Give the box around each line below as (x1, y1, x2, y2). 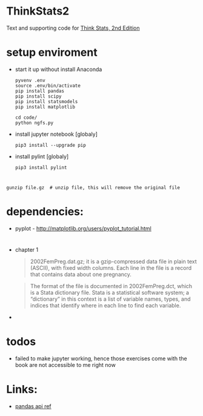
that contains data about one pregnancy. (30, 271, 132, 278)
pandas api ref (15, 403, 52, 410)
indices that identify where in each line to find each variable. (30, 302, 181, 309)
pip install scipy (15, 93, 62, 99)
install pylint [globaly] (15, 153, 69, 160)
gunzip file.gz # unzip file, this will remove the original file (6, 185, 181, 191)
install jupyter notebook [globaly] (15, 130, 98, 138)
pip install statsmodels (15, 98, 78, 104)
